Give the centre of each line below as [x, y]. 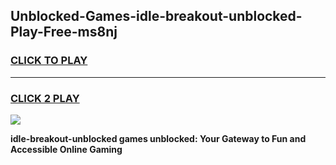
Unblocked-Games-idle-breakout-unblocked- [156, 16]
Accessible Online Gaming [66, 149]
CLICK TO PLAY [49, 61]
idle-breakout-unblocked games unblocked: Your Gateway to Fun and [158, 138]
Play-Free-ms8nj [64, 32]
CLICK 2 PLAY [45, 98]
